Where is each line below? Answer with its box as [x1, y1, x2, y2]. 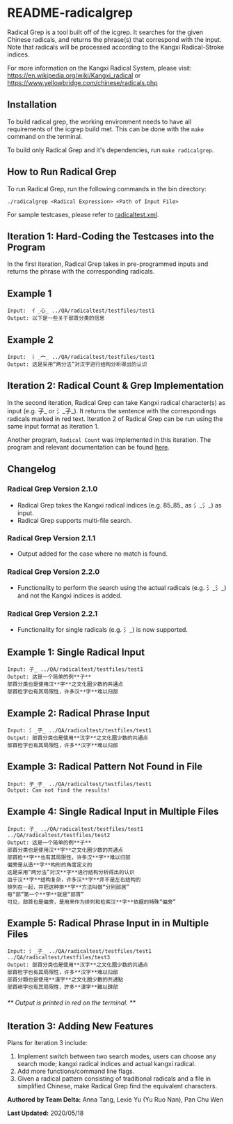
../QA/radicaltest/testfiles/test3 [7, 954, 111, 961]
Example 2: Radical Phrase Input [7, 707, 150, 719]
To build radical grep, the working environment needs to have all [7, 117, 192, 126]
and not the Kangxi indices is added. [17, 591, 122, 600]
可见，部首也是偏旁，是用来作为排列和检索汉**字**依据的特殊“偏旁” [7, 899, 176, 905]
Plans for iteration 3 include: [7, 1039, 88, 1047]
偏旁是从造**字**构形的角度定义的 [7, 861, 93, 868]
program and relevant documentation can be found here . [7, 443, 170, 451]
